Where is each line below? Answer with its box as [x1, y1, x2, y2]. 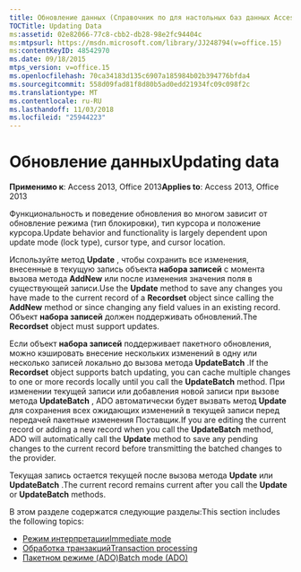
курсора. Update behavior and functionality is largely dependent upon [9, 228, 268, 238]
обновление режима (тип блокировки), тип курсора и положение [9, 218, 262, 229]
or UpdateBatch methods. [9, 490, 106, 500]
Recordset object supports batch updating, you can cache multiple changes [9, 367, 291, 377]
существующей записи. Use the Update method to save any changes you [9, 283, 283, 294]
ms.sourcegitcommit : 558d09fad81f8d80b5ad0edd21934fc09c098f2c [9, 80, 251, 89]
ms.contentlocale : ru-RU [9, 96, 102, 106]
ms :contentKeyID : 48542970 [9, 47, 110, 56]
